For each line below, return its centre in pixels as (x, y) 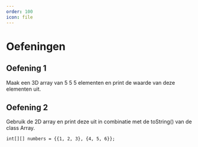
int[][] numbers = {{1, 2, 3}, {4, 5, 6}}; (61, 139)
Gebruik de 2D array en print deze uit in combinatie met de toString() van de (99, 122)
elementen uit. (24, 89)
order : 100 (20, 12)
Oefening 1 (26, 68)
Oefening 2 (27, 107)
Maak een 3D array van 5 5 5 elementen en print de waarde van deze (91, 82)
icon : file (20, 17)
